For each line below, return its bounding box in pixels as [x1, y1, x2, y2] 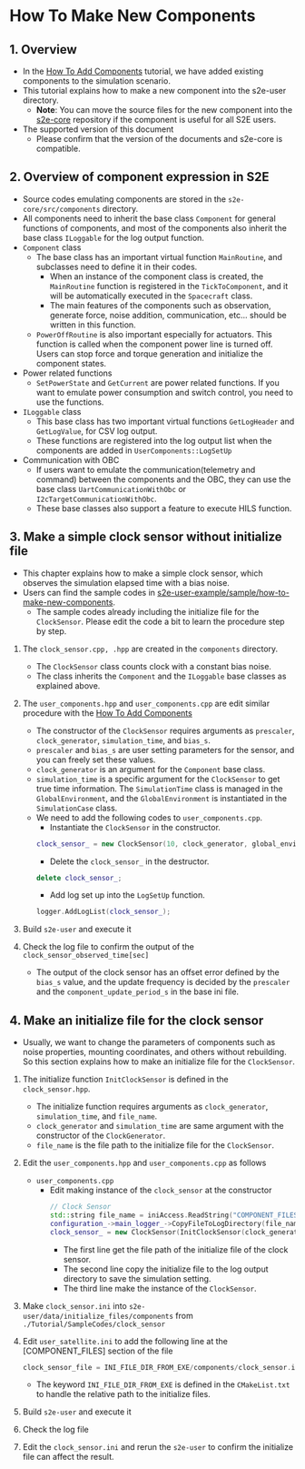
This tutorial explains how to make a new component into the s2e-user [22, 86, 287, 96]
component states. [35, 357, 107, 368]
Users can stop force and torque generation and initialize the [35, 347, 263, 359]
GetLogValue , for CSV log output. [35, 425, 158, 437]
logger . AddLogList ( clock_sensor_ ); [35, 907, 171, 917]
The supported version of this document [22, 124, 174, 135]
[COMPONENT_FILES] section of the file [22, 1345, 173, 1356]
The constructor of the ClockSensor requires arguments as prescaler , [35, 725, 295, 736]
